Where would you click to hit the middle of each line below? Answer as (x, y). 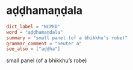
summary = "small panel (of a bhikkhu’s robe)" (67, 38)
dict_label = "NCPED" (33, 27)
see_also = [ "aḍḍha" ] (33, 49)
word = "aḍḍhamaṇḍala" (35, 32)
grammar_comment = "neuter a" (44, 43)
